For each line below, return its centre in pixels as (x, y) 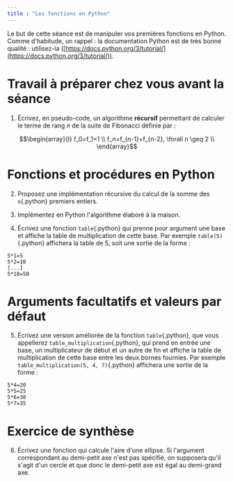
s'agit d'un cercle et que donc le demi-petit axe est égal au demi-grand (119, 465)
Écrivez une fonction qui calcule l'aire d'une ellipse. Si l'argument (111, 451)
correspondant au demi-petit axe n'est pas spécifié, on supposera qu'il (119, 458)
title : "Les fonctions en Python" (59, 14)
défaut (27, 316)
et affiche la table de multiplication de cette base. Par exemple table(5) (120, 235)
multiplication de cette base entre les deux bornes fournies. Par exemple (121, 358)
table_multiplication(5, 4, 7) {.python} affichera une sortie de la (113, 365)
